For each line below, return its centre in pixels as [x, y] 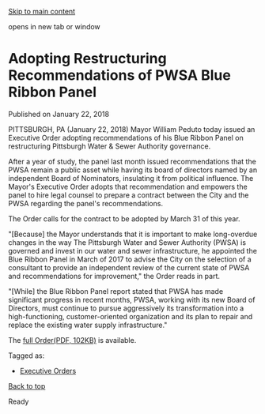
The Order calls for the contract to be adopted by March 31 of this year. [124, 218]
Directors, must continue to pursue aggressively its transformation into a [126, 308]
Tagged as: [26, 356]
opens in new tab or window [54, 26]
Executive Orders [48, 371]
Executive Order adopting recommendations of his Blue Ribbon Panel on [126, 137]
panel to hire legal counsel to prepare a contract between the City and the [129, 195]
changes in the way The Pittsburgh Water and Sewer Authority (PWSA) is [127, 242]
